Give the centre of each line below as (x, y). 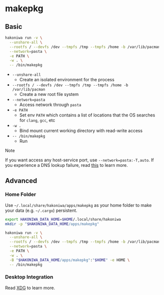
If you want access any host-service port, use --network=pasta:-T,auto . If (80, 160)
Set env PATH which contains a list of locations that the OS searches (87, 115)
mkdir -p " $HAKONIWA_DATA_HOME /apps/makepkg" (52, 224)
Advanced (21, 181)
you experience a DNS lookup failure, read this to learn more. (67, 165)
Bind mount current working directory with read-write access (81, 131)
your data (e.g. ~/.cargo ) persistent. (41, 210)
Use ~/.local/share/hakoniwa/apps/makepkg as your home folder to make (79, 205)
